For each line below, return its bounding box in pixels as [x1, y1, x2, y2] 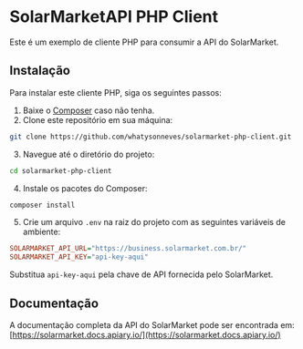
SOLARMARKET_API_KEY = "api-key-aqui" [9, 252, 149, 262]
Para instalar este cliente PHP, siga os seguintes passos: [9, 87, 222, 98]
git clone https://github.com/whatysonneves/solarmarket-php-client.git [9, 132, 292, 141]
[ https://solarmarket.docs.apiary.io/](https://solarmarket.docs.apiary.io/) [9, 329, 281, 340]
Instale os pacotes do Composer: [22, 182, 148, 193]
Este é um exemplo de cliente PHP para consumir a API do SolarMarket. [9, 36, 279, 47]
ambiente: [22, 226, 61, 238]
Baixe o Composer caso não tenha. [22, 105, 155, 116]
